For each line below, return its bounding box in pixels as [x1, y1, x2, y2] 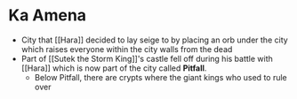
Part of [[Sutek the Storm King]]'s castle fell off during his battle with [20, 53, 273, 64]
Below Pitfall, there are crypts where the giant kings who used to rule [34, 72, 288, 82]
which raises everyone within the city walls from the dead [20, 43, 233, 54]
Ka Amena [8, 5, 86, 26]
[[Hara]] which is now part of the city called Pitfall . [20, 63, 207, 73]
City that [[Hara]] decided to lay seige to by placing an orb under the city [20, 34, 288, 45]
